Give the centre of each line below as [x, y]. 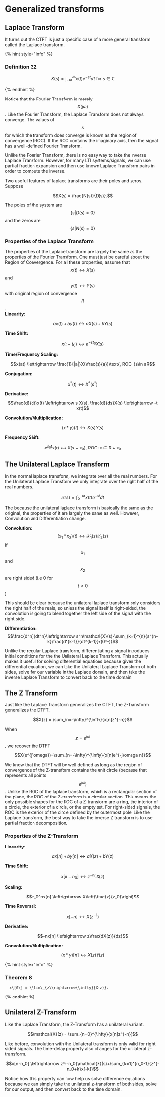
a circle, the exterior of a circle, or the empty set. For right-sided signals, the [82, 807]
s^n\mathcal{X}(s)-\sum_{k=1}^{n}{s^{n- [117, 636]
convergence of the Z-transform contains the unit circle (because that [76, 770]
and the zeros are [23, 220]
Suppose [14, 186]
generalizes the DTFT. [28, 710]
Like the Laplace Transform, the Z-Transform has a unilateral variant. [75, 1024]
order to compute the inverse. [35, 171]
